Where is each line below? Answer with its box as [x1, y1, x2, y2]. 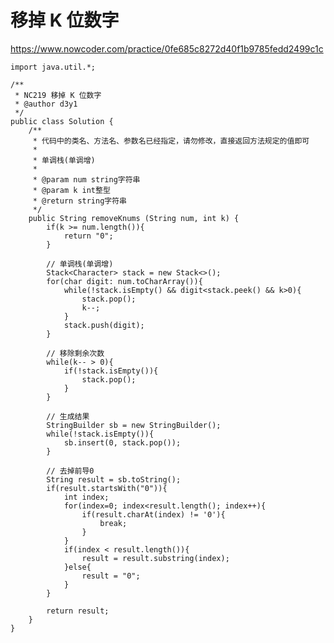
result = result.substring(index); [81, 553, 230, 563]
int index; [63, 492, 110, 502]
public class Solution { [10, 116, 114, 126]
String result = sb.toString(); [46, 474, 182, 485]
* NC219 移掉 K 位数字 [14, 90, 102, 100]
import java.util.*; [10, 62, 97, 72]
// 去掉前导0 [46, 466, 95, 476]
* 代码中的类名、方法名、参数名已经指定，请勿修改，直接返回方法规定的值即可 [32, 136, 310, 146]
